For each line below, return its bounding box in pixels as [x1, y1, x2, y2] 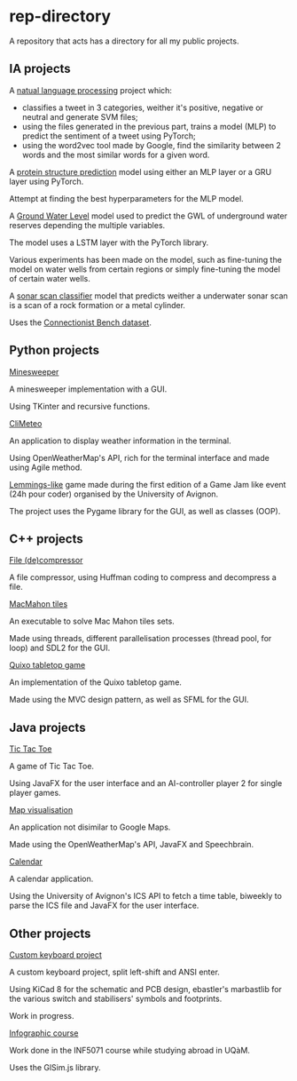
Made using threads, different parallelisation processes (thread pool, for [9, 633, 272, 644]
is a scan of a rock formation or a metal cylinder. [9, 299, 186, 310]
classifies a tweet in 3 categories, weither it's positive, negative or [21, 102, 264, 113]
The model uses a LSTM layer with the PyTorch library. [9, 237, 209, 248]
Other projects [9, 926, 91, 941]
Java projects [9, 719, 86, 735]
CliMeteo [9, 417, 43, 428]
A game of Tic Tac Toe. [9, 761, 95, 772]
